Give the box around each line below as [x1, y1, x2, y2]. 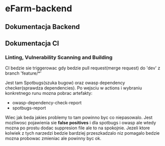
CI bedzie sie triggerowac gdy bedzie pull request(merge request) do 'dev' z [5, 65, 161, 71]
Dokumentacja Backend [5, 23, 80, 31]
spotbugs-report [12, 105, 46, 111]
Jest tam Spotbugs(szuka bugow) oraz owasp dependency [5, 80, 126, 86]
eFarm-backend [5, 3, 72, 14]
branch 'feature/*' [5, 70, 42, 76]
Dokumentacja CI [5, 39, 59, 47]
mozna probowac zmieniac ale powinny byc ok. [5, 136, 102, 142]
